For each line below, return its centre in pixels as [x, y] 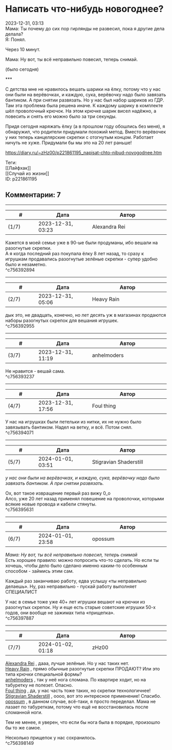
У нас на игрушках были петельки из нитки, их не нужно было [73, 421]
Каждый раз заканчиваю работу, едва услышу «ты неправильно [76, 581]
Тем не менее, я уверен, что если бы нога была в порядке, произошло [83, 722]
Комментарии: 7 [33, 195]
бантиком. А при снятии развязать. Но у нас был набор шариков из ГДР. [85, 100]
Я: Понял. [16, 39]
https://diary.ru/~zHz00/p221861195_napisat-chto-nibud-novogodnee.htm [84, 152]
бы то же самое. [23, 727]
